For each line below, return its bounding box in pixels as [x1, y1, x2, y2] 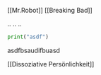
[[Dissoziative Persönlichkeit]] [7, 59, 95, 68]
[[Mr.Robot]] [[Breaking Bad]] [7, 6, 93, 14]
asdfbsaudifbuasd [7, 46, 60, 54]
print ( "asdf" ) [7, 33, 49, 40]
